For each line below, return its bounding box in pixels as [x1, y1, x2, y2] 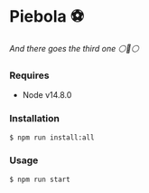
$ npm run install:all [9, 132, 95, 142]
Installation [9, 112, 61, 125]
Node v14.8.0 [22, 90, 72, 101]
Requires [9, 69, 50, 82]
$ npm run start [9, 175, 70, 184]
